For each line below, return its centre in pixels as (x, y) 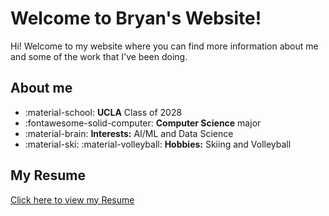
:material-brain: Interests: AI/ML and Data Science (129, 133)
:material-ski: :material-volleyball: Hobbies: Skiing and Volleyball (158, 144)
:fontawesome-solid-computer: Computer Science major (143, 123)
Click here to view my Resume (72, 199)
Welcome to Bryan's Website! (136, 18)
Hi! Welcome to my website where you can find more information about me (164, 46)
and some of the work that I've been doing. (99, 56)
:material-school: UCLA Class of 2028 (103, 112)
